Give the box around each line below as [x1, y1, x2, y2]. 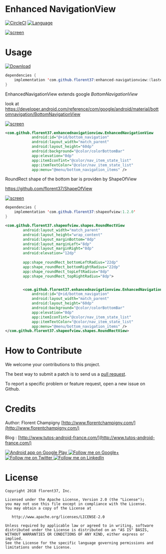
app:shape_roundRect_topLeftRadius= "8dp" [23, 269, 110, 274]
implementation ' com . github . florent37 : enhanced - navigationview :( [14, 77, 152, 82]
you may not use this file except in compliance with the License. [5, 501, 147, 506]
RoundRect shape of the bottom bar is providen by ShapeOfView [5, 176, 137, 182]
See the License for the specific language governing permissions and [5, 541, 154, 546]
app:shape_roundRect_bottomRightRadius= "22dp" [23, 264, 121, 270]
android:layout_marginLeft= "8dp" [23, 241, 92, 246]
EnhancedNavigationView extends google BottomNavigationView [5, 91, 138, 97]
